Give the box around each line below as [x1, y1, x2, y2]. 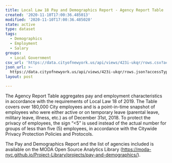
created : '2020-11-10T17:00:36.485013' [5, 12, 91, 17]
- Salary [10, 46, 29, 51]
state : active [5, 22, 36, 27]
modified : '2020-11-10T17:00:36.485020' [5, 17, 93, 22]
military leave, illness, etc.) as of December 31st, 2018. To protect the [5, 114, 151, 120]
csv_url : [5, 60, 24, 65]
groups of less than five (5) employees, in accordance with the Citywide [5, 125, 157, 131]
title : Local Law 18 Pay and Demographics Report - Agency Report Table [5, 7, 164, 13]
